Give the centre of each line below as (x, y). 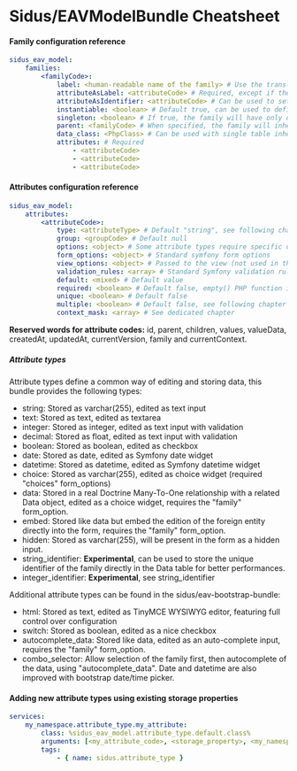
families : (43, 68)
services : (27, 717)
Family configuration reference (68, 41)
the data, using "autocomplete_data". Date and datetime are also (139, 668)
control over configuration (69, 621)
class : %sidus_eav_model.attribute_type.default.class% (146, 733)
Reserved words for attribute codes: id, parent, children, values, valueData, (148, 330)
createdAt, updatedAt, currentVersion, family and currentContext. (128, 339)
